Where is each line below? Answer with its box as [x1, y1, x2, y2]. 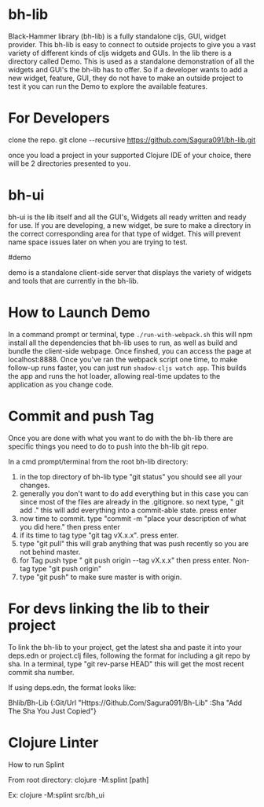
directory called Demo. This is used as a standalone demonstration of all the [8, 57, 255, 66]
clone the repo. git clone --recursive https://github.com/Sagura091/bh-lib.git [8, 135, 256, 145]
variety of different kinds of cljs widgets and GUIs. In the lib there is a [8, 48, 232, 57]
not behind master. [19, 547, 81, 556]
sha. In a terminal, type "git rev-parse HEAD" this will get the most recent [8, 658, 244, 669]
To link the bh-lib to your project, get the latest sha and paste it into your [8, 642, 242, 651]
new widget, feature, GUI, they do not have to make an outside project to [8, 73, 244, 83]
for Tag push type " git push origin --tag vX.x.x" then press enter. [19, 556, 232, 565]
